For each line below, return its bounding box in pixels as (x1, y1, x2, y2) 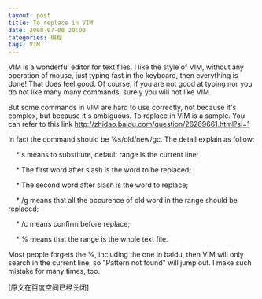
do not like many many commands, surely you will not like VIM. (8, 87, 212, 97)
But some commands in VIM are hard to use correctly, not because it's (8, 103, 237, 113)
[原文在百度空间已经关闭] (8, 282, 90, 292)
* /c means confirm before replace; (15, 220, 131, 229)
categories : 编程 (8, 33, 63, 42)
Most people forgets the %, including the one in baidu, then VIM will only (8, 249, 244, 260)
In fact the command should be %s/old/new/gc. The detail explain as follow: (8, 135, 255, 144)
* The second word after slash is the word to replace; (15, 180, 189, 190)
